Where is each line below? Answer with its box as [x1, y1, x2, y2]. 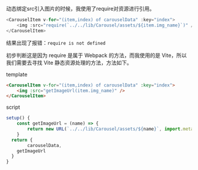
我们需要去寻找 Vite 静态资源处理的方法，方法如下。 [6, 59, 133, 66]
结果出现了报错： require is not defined [6, 39, 106, 46]
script [6, 104, 21, 111]
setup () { [6, 115, 31, 121]
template [6, 71, 28, 78]
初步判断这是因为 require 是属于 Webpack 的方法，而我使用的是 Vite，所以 [6, 52, 187, 59]
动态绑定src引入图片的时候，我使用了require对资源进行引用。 [6, 5, 155, 12]
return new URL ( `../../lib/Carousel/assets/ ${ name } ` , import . [27, 126, 183, 132]
